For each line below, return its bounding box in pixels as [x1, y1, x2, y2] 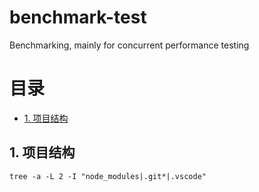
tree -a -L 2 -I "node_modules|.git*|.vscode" [9, 171, 207, 181]
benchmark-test [9, 6, 147, 29]
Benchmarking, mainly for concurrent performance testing [9, 39, 250, 51]
